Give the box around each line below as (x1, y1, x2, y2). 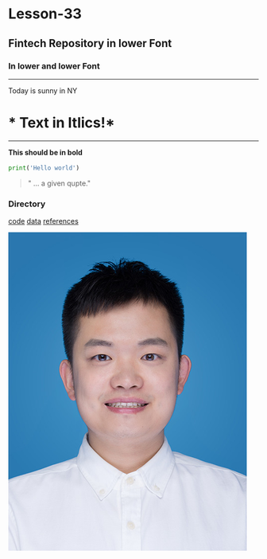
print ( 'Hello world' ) (8, 164, 80, 172)
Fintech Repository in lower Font (8, 37, 172, 50)
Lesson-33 (8, 5, 82, 23)
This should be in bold (8, 147, 83, 157)
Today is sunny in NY (8, 85, 78, 96)
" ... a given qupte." (27, 178, 91, 188)
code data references (8, 216, 79, 225)
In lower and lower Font (8, 61, 101, 72)
